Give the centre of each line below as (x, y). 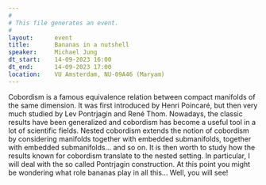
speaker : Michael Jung (53, 52)
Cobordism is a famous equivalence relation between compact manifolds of (132, 96)
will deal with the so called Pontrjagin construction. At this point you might (129, 164)
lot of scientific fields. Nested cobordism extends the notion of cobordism (129, 130)
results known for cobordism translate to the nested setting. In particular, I (129, 156)
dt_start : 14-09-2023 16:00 (60, 60)
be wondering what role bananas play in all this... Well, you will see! (118, 172)
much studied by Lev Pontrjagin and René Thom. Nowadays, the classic (126, 113)
